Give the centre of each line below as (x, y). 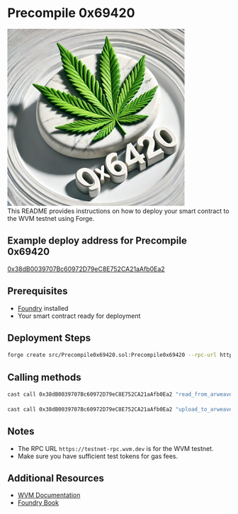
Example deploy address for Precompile (97, 241)
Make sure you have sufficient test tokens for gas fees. (98, 456)
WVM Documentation (49, 495)
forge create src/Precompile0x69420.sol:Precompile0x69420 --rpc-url (112, 355)
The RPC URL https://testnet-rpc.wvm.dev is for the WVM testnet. (115, 448)
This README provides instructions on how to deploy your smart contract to (118, 211)
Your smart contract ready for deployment (79, 316)
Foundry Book (38, 503)
